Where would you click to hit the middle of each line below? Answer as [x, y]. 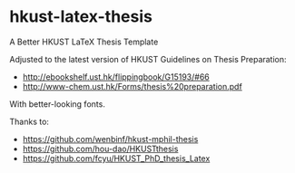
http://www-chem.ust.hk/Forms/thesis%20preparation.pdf [132, 86]
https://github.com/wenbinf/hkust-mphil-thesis [110, 139]
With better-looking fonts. [58, 104]
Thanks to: [29, 121]
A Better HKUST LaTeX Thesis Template [84, 42]
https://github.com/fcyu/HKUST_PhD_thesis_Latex [116, 158]
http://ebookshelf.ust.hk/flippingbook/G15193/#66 [116, 77]
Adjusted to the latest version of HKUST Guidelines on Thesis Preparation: [148, 59]
